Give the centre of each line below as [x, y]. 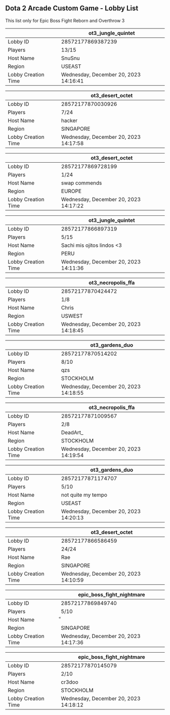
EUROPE [71, 191]
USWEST [72, 316]
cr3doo [70, 682]
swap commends [81, 183]
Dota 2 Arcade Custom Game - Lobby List [72, 8]
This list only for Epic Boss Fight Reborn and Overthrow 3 [65, 20]
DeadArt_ [72, 432]
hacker [69, 120]
